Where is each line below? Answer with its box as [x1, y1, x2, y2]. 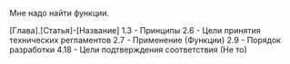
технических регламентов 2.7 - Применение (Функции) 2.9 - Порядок [9, 35, 282, 45]
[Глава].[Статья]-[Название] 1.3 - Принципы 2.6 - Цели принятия [9, 25, 261, 35]
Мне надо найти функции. [9, 8, 110, 18]
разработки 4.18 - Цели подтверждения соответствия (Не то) [9, 44, 247, 55]
